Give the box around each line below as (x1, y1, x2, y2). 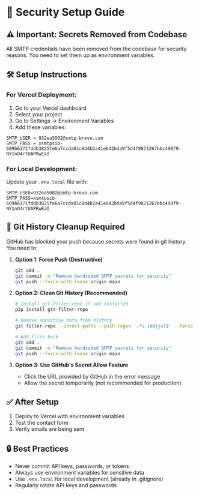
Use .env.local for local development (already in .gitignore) (14, 475, 164, 482)
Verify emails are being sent (14, 425, 85, 433)
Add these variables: (14, 123, 66, 131)
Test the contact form (14, 419, 69, 427)
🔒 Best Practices (6, 443, 69, 454)
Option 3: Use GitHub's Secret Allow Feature (14, 361, 129, 368)
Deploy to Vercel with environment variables (14, 413, 125, 420)
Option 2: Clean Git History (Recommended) (14, 289, 128, 296)
